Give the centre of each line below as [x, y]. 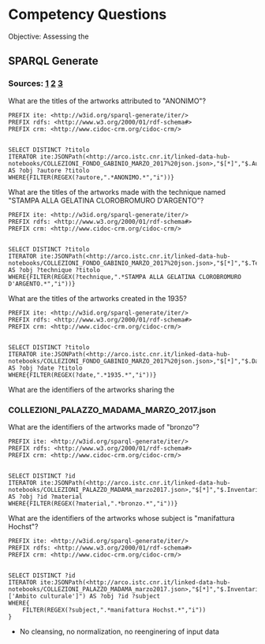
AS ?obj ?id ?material [45, 497]
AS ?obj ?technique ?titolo [54, 270]
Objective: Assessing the [49, 36]
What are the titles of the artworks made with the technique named [117, 192]
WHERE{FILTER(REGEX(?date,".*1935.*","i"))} [82, 375]
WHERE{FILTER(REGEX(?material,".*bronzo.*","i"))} [93, 503]
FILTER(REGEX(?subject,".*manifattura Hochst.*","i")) [114, 610]
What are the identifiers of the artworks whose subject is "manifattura [121, 518]
